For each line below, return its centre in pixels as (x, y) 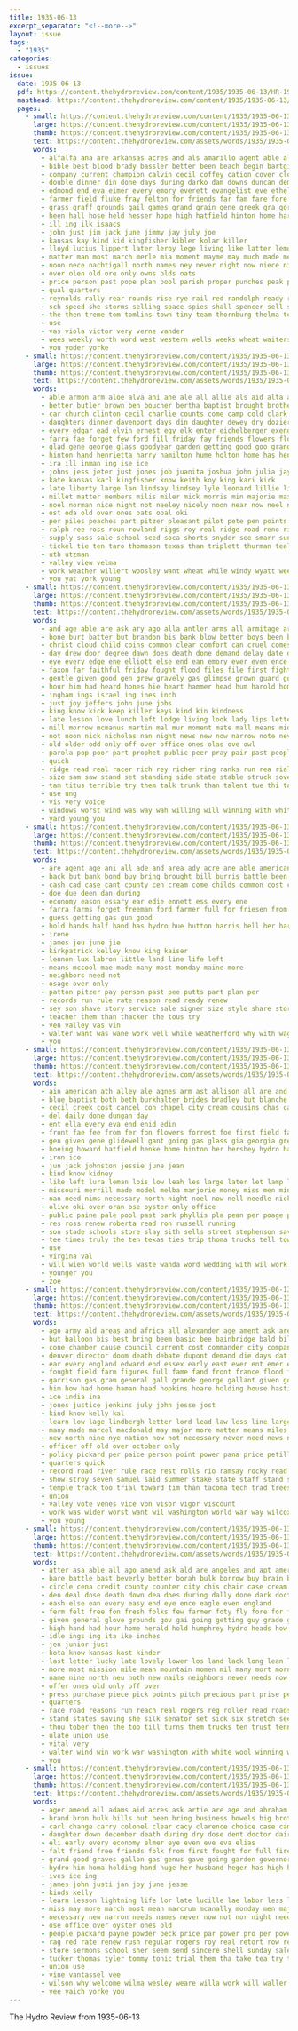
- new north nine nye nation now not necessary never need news (162, 1438)
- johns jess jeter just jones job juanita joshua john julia (158, 472)
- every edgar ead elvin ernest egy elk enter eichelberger (154, 430)
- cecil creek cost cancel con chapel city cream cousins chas (160, 1108)
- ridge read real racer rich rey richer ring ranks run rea (157, 769)
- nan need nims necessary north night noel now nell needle (157, 1199)
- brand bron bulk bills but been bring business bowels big (157, 1818)
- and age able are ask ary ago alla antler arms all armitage (160, 629)
